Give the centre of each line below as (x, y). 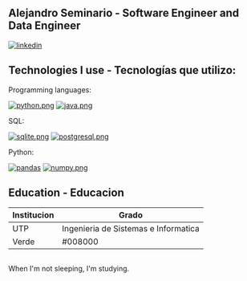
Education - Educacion (66, 193)
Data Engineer (45, 26)
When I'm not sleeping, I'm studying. (69, 268)
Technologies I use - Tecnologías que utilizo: (122, 70)
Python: (21, 152)
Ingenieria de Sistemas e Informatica (131, 229)
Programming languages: (50, 90)
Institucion (33, 215)
